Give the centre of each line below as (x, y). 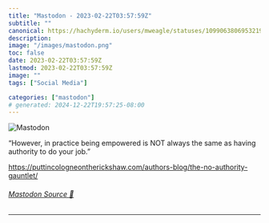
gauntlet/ (23, 176)
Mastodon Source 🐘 (41, 194)
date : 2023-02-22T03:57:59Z (55, 61)
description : (30, 38)
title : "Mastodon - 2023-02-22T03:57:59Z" (80, 16)
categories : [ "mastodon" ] (51, 97)
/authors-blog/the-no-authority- (195, 167)
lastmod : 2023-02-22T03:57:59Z (60, 68)
